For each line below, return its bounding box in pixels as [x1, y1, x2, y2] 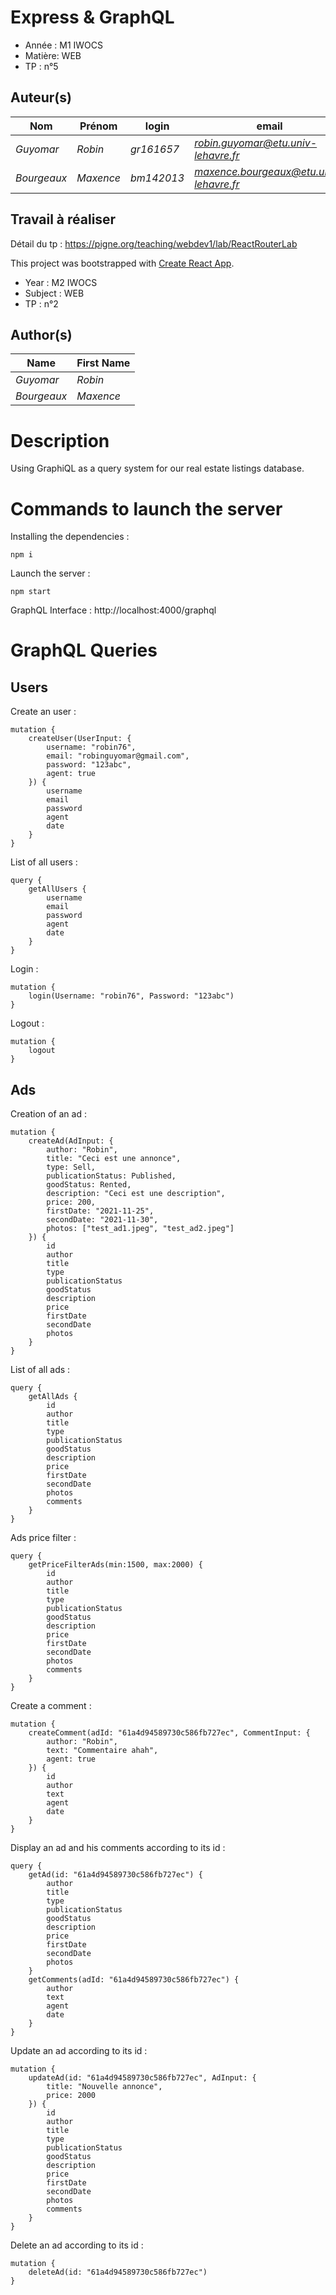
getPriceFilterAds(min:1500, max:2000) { [28, 1560, 203, 1570]
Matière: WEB [24, 49, 82, 61]
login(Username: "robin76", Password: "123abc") [28, 991, 235, 1001]
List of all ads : [10, 1364, 71, 1376]
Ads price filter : [10, 1532, 77, 1544]
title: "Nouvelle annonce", [46, 2082, 163, 2092]
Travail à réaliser [10, 211, 117, 228]
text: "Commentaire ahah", [46, 1746, 159, 1756]
